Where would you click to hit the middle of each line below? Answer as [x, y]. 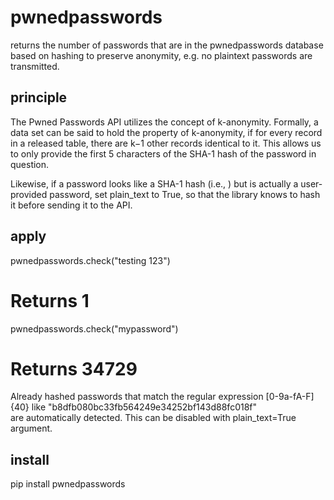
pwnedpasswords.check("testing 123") [90, 260]
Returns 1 [50, 300]
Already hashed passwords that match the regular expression [137, 397]
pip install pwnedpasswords [68, 484]
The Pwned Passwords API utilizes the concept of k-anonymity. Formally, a [164, 122]
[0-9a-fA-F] [290, 397]
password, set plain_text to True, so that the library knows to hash [185, 194]
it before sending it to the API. [71, 205]
